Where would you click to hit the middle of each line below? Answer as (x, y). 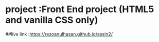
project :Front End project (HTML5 (80, 9)
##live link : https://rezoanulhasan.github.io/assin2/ (59, 34)
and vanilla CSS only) (52, 20)
